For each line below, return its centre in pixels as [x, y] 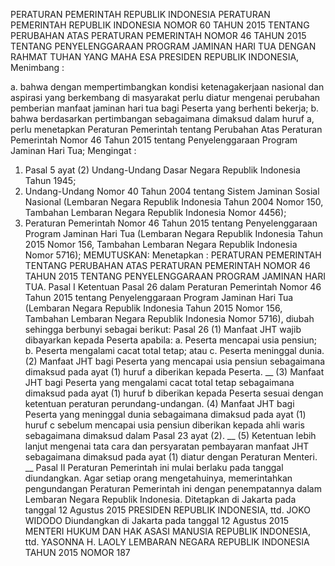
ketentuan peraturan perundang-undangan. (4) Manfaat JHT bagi [159, 403]
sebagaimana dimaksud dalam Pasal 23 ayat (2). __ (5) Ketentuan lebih [170, 435]
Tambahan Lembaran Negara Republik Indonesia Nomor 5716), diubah [169, 318]
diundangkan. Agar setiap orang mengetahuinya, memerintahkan [158, 478]
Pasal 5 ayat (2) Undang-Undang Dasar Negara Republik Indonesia [162, 170]
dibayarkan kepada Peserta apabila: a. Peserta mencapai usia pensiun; [170, 340]
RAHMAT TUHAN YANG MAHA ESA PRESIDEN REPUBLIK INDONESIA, [155, 57]
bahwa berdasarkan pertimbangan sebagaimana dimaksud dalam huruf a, [162, 118]
